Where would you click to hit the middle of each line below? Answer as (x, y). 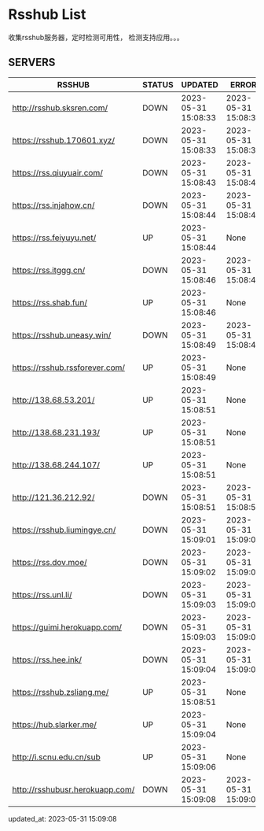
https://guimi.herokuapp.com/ (67, 627)
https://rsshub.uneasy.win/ (62, 334)
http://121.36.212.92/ (53, 497)
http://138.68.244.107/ (56, 464)
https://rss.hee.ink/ (47, 659)
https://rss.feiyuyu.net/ (54, 238)
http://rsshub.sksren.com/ (60, 108)
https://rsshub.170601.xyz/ (64, 140)
